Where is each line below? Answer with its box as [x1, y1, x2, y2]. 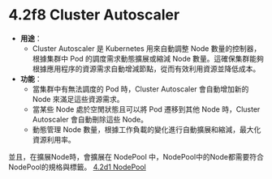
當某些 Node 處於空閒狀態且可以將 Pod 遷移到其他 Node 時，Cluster [32, 104, 261, 114]
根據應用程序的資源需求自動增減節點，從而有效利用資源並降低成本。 [32, 63, 261, 74]
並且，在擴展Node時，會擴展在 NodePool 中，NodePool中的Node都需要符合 [8, 151, 264, 161]
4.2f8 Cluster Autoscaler [8, 6, 180, 24]
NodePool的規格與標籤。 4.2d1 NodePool [8, 162, 146, 172]
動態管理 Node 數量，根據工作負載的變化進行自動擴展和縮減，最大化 [32, 124, 261, 134]
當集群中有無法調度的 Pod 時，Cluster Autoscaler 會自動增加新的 [32, 83, 249, 94]
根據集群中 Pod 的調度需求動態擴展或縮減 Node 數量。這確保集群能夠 [32, 53, 264, 63]
